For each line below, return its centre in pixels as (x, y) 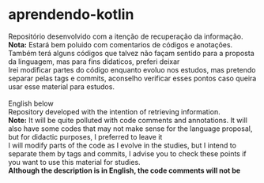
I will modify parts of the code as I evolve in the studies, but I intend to (123, 145)
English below (31, 103)
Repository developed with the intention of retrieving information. (114, 111)
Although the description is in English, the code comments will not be (124, 170)
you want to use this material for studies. (74, 162)
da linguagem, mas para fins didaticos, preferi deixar (94, 62)
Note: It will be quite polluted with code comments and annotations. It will (128, 120)
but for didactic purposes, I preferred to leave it (85, 136)
